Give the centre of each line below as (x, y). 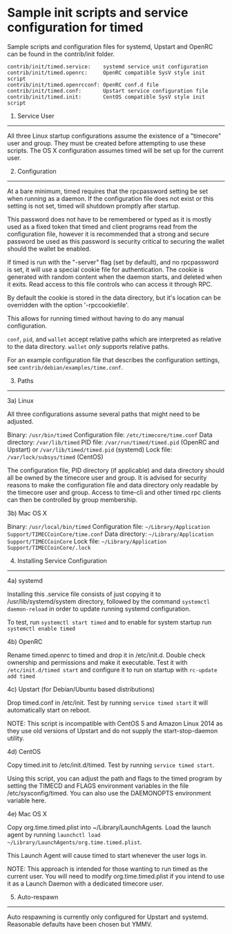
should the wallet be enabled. (49, 249)
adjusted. (20, 421)
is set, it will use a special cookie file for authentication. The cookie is (106, 269)
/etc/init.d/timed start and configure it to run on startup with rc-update (112, 670)
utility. (16, 738)
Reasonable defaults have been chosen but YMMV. (80, 924)
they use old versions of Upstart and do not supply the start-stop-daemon (113, 730)
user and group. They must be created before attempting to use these (106, 143)
